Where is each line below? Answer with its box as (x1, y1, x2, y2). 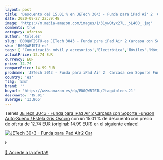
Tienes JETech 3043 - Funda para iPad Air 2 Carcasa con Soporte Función (5, 111, 155, 116)
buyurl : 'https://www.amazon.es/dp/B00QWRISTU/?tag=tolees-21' (5, 88, 136, 93)
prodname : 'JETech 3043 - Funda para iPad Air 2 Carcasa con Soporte (5, 70, 151, 75)
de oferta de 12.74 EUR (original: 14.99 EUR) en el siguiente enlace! (5, 121, 139, 127)
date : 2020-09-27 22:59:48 (5, 16, 60, 21)
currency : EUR (5, 57, 34, 62)
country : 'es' (5, 75, 34, 80)
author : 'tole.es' (5, 34, 42, 39)
